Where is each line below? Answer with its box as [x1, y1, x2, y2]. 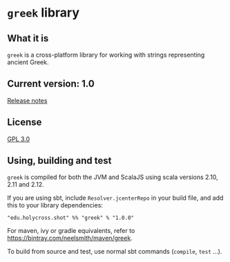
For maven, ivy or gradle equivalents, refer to [7, 227, 135, 235]
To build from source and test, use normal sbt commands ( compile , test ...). [7, 247, 222, 256]
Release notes [7, 96, 48, 104]
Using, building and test [7, 155, 112, 167]
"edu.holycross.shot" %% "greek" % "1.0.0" [7, 214, 135, 222]
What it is [7, 32, 49, 44]
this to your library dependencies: [7, 201, 104, 209]
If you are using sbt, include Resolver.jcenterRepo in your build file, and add [7, 194, 224, 202]
